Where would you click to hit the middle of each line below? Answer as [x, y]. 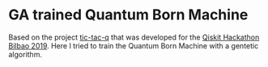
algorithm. [26, 54]
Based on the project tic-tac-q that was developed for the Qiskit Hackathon [134, 37]
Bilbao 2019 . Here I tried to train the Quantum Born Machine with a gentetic [134, 45]
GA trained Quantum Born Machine [128, 15]
